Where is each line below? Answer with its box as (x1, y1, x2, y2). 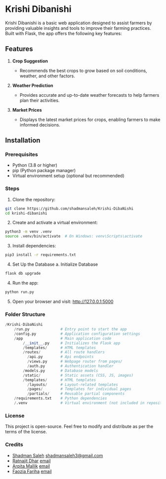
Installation (5, 136, 41, 145)
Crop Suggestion (12, 58, 48, 64)
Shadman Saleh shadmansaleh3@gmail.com (12, 452, 103, 458)
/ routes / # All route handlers (23, 350, 105, 355)
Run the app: (12, 280, 39, 286)
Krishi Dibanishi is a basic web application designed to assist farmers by (5, 20, 152, 26)
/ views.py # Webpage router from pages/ (27, 359, 123, 364)
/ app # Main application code (14, 336, 112, 341)
